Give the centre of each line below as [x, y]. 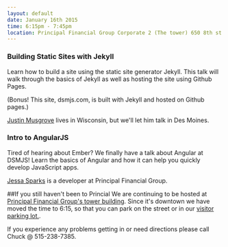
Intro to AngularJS [38, 138]
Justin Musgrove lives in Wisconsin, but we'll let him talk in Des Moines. [108, 120]
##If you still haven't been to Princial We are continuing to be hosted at [107, 193]
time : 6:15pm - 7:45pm [39, 26]
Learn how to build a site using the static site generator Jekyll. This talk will [113, 71]
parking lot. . [24, 215]
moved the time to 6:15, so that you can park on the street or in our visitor [111, 208]
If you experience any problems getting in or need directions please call [109, 229]
